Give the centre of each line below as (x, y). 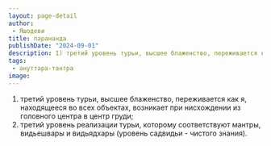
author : (21, 23)
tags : (17, 61)
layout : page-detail (43, 16)
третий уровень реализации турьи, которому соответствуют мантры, (140, 124)
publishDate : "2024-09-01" (54, 46)
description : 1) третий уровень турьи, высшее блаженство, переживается (133, 53)
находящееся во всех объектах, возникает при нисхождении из (130, 107)
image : (19, 76)
